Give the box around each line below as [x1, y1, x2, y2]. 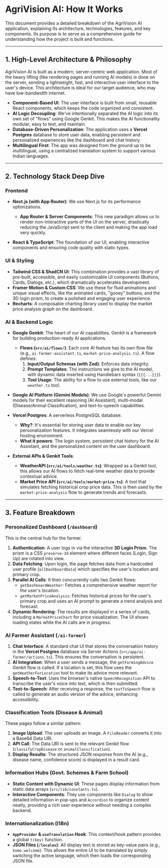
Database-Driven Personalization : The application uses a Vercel [12, 126, 147, 132]
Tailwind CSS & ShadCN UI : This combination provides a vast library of [12, 268, 159, 274]
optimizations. [12, 204, 42, 210]
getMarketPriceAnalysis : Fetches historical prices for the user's [19, 593, 151, 599]
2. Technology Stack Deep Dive [5, 172, 105, 181]
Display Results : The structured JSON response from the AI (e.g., [12, 751, 148, 758]
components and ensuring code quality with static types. [12, 245, 130, 251]
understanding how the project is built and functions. [5, 36, 114, 42]
